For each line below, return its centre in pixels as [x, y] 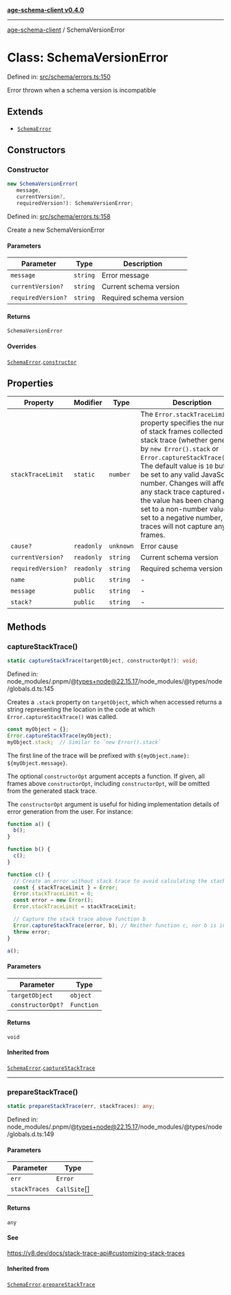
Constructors [36, 150]
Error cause [159, 546]
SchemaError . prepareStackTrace [51, 1284]
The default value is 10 [177, 466]
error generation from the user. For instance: [70, 811]
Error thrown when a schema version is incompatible [82, 90]
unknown [121, 546]
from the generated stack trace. [52, 791]
